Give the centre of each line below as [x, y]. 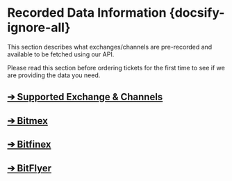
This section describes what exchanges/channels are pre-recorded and [110, 47]
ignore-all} [39, 27]
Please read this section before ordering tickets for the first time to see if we [116, 68]
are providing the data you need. [54, 75]
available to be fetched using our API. [61, 54]
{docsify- [197, 13]
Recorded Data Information [87, 13]
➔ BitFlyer [30, 168]
